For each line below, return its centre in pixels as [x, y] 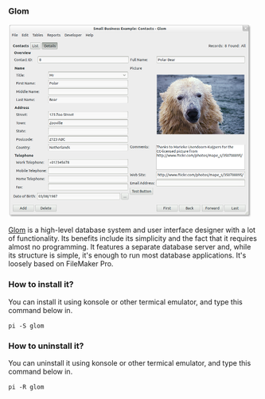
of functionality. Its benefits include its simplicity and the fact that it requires [132, 238]
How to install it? [41, 285]
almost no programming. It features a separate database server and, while [130, 247]
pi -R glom [26, 387]
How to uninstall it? [46, 346]
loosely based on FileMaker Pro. [61, 264]
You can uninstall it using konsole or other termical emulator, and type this [130, 362]
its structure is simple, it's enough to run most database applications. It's [127, 255]
